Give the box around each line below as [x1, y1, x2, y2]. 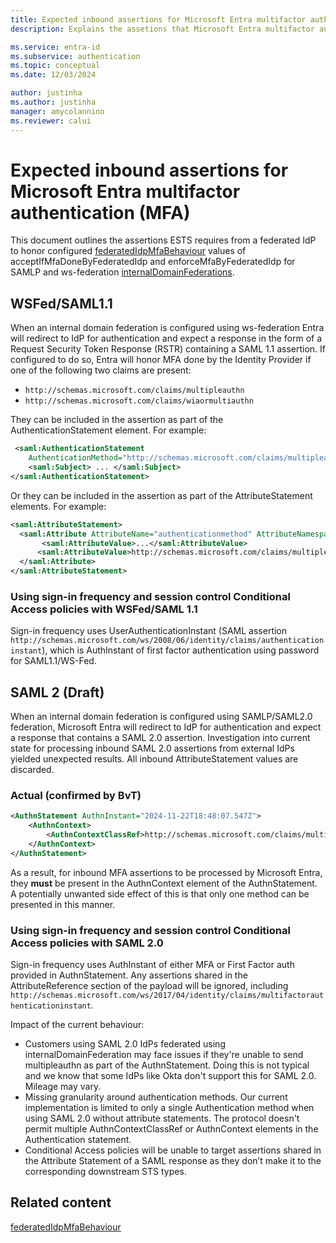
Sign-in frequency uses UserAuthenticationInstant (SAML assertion [10, 625, 288, 637]
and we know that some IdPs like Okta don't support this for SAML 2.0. [24, 1070, 317, 1082]
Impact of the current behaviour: [10, 1019, 145, 1031]
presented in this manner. [10, 898, 116, 910]
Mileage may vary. [24, 1081, 102, 1093]
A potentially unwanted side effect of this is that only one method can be [10, 887, 310, 900]
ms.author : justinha [10, 97, 97, 107]
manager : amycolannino [10, 106, 105, 116]
